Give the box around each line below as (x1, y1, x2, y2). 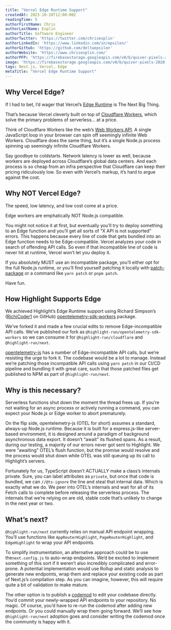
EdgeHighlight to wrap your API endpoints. (5, 539, 95, 545)
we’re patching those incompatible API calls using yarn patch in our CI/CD (5, 360, 161, 367)
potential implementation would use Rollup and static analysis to (24, 566, 159, 572)
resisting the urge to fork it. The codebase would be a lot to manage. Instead (5, 355, 166, 361)
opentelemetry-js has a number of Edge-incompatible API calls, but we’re (5, 349, 159, 355)
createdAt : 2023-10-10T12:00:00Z (5, 12, 76, 17)
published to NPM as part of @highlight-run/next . (5, 371, 110, 377)
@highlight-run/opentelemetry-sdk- (85, 330, 161, 335)
